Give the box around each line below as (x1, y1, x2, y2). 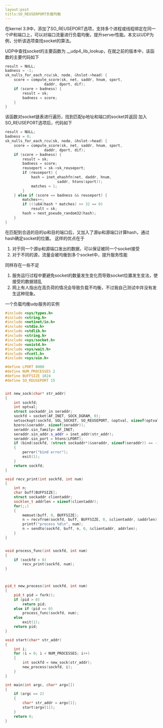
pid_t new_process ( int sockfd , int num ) (5, 584, 88, 589)
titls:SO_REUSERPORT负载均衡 (5, 12, 61, 17)
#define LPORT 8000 (5, 365, 45, 370)
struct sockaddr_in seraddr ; (14, 409, 73, 414)
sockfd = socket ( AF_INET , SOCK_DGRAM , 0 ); (14, 414, 101, 419)
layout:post (5, 7, 29, 12)
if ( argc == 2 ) (14, 692, 45, 696)
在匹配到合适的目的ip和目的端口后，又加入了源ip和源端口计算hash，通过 (5, 229, 149, 235)
